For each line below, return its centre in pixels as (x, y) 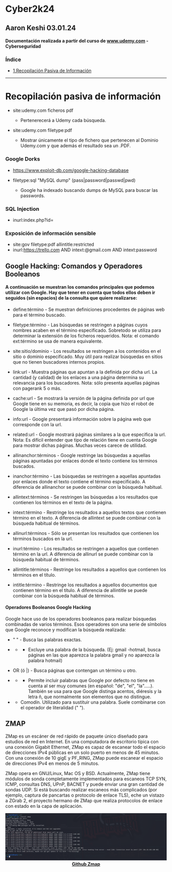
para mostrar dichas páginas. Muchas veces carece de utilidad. (80, 445)
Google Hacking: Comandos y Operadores (74, 266)
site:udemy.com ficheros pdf (43, 110)
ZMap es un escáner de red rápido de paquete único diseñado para (77, 736)
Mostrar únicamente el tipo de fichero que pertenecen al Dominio (89, 140)
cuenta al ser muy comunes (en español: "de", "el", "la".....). (91, 686)
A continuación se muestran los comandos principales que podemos (80, 287)
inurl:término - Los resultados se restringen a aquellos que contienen (85, 548)
